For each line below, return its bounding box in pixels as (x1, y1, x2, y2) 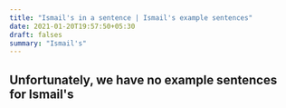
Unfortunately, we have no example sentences (9, 72, 278, 87)
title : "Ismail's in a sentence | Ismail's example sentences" (9, 13, 253, 23)
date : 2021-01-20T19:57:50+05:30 (9, 22, 136, 31)
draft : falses (9, 30, 63, 39)
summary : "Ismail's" (9, 38, 88, 48)
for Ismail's (9, 86, 74, 102)
